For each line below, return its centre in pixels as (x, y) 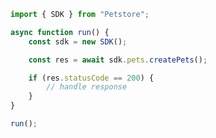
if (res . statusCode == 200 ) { (91, 78)
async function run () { (60, 32)
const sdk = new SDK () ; (78, 41)
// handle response (87, 87)
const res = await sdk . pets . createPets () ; (118, 60)
